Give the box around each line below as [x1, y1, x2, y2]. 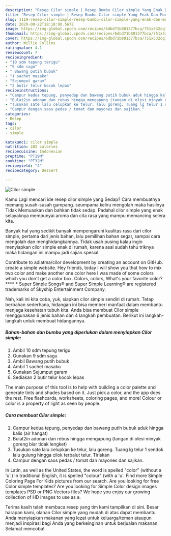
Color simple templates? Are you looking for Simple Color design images [5, 484, 157, 490]
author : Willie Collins [5, 41, 56, 46]
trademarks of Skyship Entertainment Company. [5, 286, 106, 292]
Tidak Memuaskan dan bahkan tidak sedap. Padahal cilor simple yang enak [5, 207, 163, 213]
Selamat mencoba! [5, 526, 45, 532]
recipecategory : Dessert [5, 168, 58, 173]
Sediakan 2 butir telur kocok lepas [12, 374, 84, 380]
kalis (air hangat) [12, 430, 48, 436]
